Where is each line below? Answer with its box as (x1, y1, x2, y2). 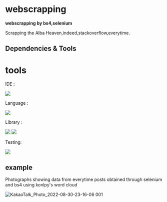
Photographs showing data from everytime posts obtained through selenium (5, 176, 162, 182)
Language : (5, 100, 28, 106)
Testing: (5, 139, 22, 145)
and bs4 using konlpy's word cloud (5, 182, 77, 188)
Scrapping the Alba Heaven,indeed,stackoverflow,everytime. (5, 30, 130, 36)
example (5, 163, 33, 171)
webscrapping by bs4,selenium (5, 20, 72, 26)
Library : (5, 119, 22, 125)
